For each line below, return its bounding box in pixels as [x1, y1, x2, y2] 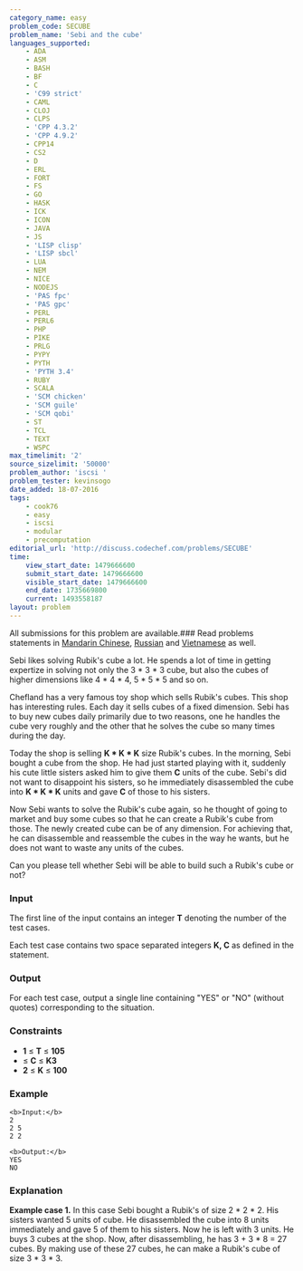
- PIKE [25, 333, 51, 342]
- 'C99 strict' [25, 89, 83, 98]
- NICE [25, 274, 51, 284]
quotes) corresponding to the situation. [9, 1002, 156, 1013]
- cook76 [25, 502, 59, 511]
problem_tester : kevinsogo [9, 477, 111, 486]
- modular [25, 527, 63, 536]
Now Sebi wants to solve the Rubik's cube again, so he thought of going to [9, 804, 288, 814]
